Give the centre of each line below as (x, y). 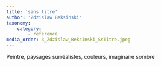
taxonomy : (19, 23)
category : (30, 28)
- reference (43, 34)
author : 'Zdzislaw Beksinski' (44, 17)
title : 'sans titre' (32, 12)
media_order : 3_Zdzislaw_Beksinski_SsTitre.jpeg (68, 40)
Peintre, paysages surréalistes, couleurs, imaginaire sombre (80, 57)
